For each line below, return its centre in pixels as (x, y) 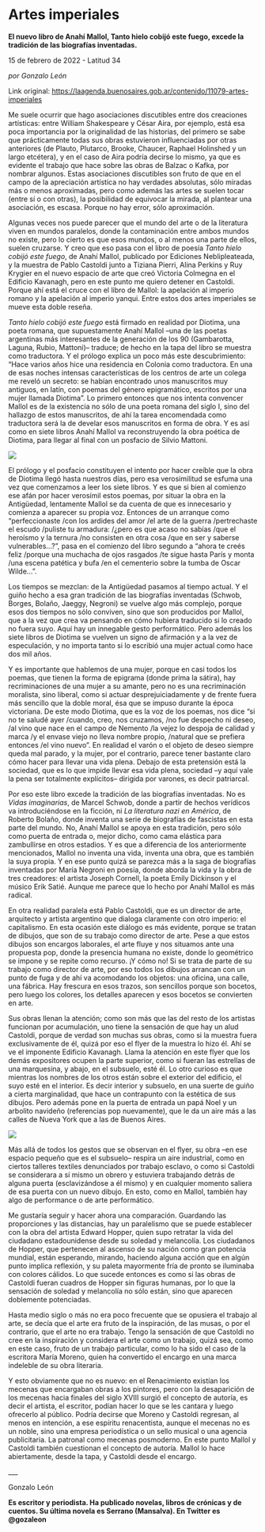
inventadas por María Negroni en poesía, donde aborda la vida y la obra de (130, 870)
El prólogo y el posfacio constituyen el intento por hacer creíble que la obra (131, 470)
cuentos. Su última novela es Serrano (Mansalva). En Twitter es (114, 1511)
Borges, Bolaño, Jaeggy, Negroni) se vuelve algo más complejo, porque (125, 603)
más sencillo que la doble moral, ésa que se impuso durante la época (121, 703)
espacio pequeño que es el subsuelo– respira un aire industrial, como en (127, 1157)
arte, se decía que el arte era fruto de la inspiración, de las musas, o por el (129, 1323)
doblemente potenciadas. (50, 1299)
